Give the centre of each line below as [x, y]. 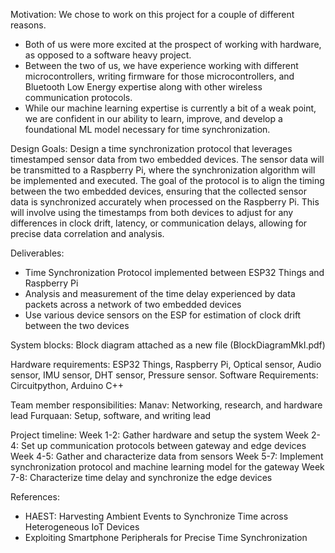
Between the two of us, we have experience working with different [161, 65]
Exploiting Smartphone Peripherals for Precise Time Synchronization [166, 537]
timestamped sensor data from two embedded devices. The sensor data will [167, 159]
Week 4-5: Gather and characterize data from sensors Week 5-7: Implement [167, 456]
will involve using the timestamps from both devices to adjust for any [152, 212]
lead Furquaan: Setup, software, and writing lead [111, 415]
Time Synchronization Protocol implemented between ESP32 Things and [174, 272]
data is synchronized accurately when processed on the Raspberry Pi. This [165, 202]
